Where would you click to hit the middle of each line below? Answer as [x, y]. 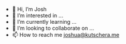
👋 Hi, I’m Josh [29, 9]
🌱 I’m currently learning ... [44, 22]
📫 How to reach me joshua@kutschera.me [66, 35]
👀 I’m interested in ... [38, 15]
